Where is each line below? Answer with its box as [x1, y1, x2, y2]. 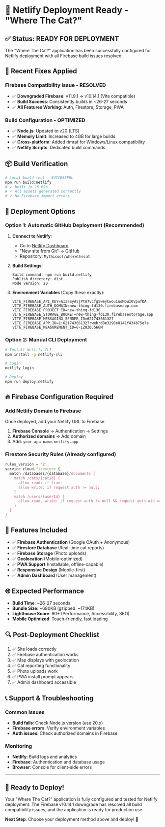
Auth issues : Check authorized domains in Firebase [12, 730, 118, 736]
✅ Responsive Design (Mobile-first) [12, 566, 85, 573]
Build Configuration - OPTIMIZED [5, 117, 86, 124]
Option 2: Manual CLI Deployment [5, 336, 87, 343]
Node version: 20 [12, 281, 48, 286]
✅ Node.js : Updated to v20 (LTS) [12, 128, 80, 133]
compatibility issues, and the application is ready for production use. [5, 807, 144, 813]
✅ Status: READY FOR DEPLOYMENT [5, 34, 119, 43]
